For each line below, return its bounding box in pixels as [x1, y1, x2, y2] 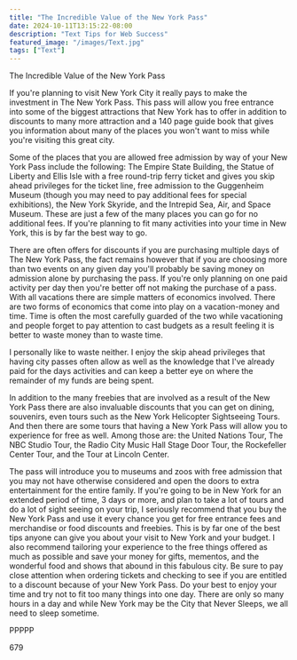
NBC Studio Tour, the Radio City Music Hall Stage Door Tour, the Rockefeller [9, 440, 287, 450]
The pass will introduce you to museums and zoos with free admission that [9, 466, 283, 477]
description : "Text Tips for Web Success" [9, 29, 168, 38]
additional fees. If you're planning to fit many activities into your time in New [9, 219, 286, 229]
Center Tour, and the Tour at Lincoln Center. [9, 449, 170, 460]
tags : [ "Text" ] [9, 46, 66, 55]
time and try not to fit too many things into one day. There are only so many [9, 589, 285, 600]
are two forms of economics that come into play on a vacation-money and [9, 301, 280, 312]
